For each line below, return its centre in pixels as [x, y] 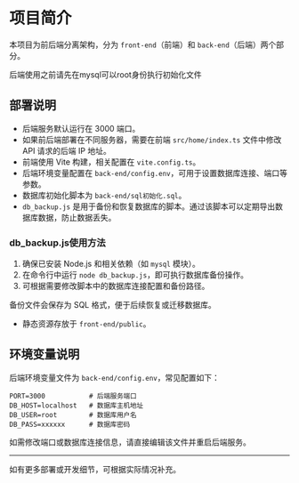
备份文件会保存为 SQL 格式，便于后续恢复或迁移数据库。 [113, 305]
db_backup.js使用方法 [58, 243]
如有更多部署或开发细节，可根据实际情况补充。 [95, 469]
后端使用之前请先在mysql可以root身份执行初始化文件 [105, 74]
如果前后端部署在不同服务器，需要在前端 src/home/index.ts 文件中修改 [152, 140]
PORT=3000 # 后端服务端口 [73, 396]
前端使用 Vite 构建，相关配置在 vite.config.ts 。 [111, 162]
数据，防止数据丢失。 [77, 217]
